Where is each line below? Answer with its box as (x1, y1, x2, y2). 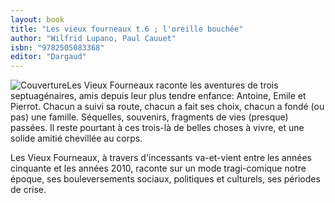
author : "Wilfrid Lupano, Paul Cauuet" (10, 33, 177, 43)
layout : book (10, 14, 65, 25)
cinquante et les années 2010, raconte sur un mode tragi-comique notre (10, 162, 307, 175)
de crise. (10, 184, 47, 196)
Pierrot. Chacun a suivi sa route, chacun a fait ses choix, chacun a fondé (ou (10, 101, 325, 113)
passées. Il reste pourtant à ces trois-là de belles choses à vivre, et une (10, 122, 305, 134)
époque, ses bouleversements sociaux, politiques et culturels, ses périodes (10, 173, 321, 185)
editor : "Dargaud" (10, 52, 87, 62)
